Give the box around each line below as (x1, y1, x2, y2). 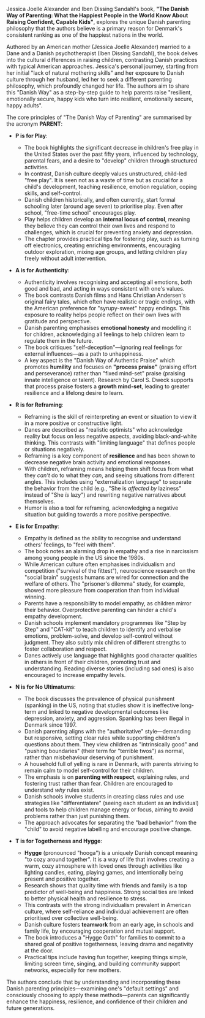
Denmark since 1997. (24, 721, 77, 729)
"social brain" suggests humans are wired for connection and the (24, 573, 189, 581)
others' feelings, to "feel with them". (24, 541, 115, 548)
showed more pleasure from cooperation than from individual (24, 587, 179, 594)
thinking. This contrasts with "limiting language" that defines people (24, 439, 196, 446)
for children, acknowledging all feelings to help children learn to (24, 331, 185, 338)
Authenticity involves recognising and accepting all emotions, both (24, 278, 193, 286)
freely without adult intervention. (24, 255, 107, 262)
